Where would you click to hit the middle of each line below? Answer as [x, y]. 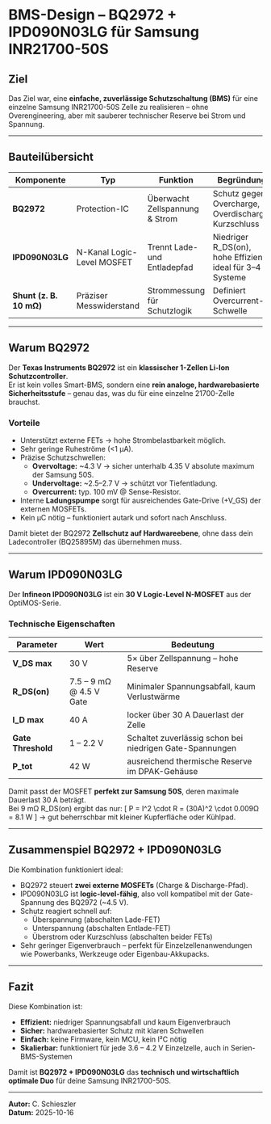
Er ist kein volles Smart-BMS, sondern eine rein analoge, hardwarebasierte [134, 385]
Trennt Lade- [173, 246]
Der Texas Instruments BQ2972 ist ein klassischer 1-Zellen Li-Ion [119, 367]
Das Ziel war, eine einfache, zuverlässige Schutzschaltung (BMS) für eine [133, 98]
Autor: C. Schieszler [42, 1104]
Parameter [37, 645]
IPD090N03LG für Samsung [104, 32]
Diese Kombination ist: [46, 1006]
